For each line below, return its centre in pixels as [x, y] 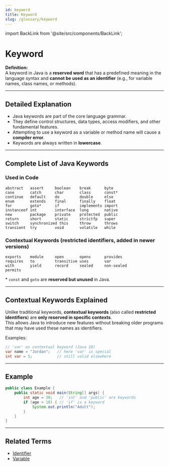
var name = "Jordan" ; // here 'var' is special [58, 352]
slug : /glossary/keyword [31, 19]
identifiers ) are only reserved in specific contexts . [59, 317]
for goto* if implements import [62, 206]
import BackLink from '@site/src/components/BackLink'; [64, 34]
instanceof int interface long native [62, 210]
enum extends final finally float [60, 201]
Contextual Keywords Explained [57, 300]
